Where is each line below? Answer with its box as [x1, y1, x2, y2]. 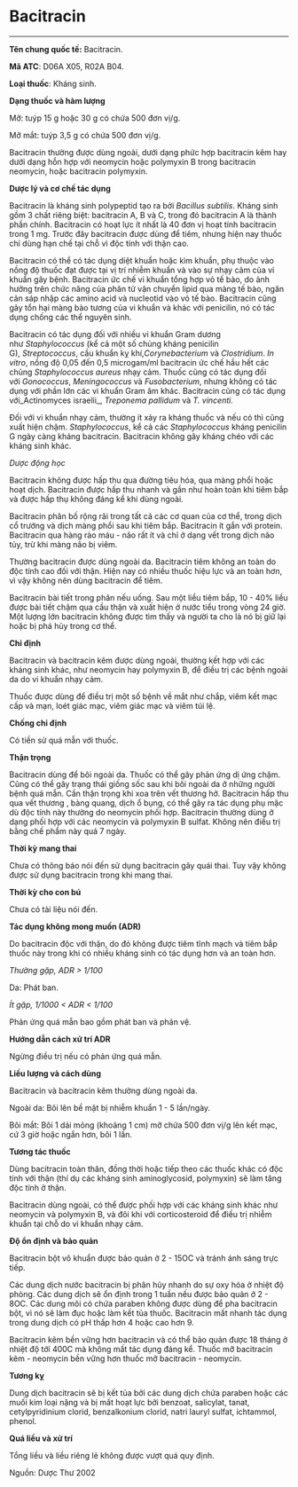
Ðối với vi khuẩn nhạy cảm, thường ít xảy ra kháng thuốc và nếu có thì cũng [9, 412, 285, 422]
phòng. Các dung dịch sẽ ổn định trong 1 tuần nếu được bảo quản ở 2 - [9, 1288, 269, 1299]
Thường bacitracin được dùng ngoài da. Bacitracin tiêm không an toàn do [9, 556, 277, 567]
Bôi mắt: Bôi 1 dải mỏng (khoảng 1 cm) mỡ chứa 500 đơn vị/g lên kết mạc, [9, 1120, 278, 1130]
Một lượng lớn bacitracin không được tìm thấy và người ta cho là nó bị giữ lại [9, 610, 286, 622]
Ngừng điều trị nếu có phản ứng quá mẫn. [9, 1050, 162, 1061]
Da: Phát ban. [9, 982, 59, 993]
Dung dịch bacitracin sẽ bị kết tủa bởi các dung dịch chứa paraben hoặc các [9, 1387, 288, 1398]
